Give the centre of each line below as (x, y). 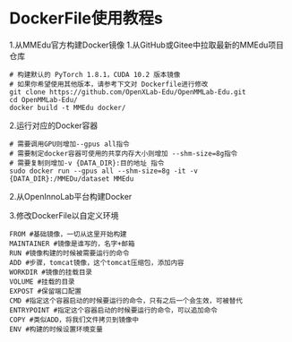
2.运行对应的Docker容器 (54, 125)
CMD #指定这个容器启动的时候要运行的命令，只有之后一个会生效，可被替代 (126, 301)
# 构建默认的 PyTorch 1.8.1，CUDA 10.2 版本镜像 (95, 74)
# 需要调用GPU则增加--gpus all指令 (69, 144)
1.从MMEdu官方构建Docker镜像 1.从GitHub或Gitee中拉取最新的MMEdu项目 (147, 45)
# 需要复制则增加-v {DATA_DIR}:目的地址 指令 (87, 163)
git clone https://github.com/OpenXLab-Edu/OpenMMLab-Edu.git (128, 92)
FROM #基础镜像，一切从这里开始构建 (68, 234)
